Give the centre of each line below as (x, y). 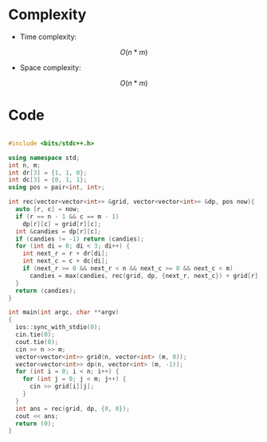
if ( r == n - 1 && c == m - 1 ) (67, 217)
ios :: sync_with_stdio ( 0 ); (59, 327)
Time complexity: (48, 37)
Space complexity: (50, 67)
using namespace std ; (44, 158)
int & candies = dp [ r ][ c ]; (59, 231)
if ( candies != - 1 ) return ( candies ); (80, 239)
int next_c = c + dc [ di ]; (66, 261)
